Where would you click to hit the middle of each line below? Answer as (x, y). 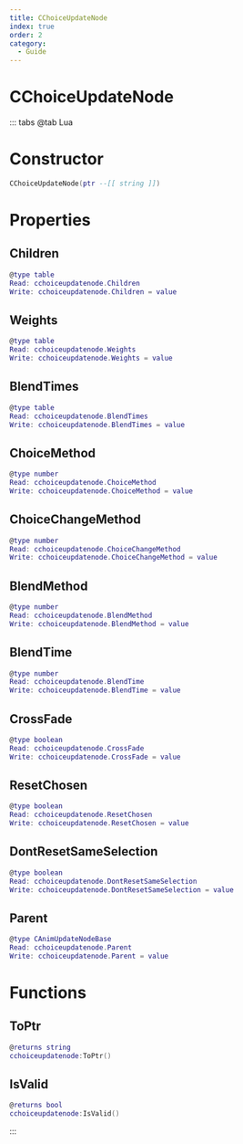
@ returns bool (36, 1106)
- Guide (32, 52)
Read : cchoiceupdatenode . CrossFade (77, 748)
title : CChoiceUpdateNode (58, 18)
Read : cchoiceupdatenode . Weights (73, 350)
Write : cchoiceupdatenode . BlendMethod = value (99, 624)
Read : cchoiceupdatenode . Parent (71, 948)
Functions (48, 993)
